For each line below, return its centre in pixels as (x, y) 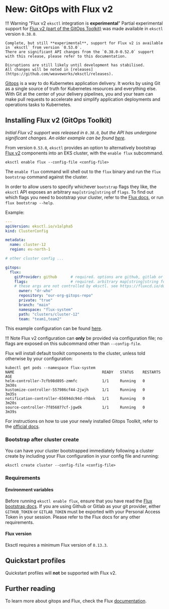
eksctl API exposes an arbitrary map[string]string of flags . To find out (79, 192)
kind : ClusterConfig (27, 231)
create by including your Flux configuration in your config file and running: (82, 456)
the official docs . (23, 426)
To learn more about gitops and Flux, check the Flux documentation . (76, 601)
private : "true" (35, 300)
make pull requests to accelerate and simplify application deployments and (83, 99)
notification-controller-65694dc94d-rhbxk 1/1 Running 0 (75, 399)
